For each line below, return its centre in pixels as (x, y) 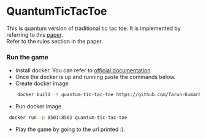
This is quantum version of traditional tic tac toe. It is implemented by (93, 28)
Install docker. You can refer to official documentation (83, 70)
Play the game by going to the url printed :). (70, 129)
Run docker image (38, 107)
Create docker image (42, 83)
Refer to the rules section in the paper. (55, 41)
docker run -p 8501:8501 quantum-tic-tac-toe (68, 118)
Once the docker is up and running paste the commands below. (95, 77)
